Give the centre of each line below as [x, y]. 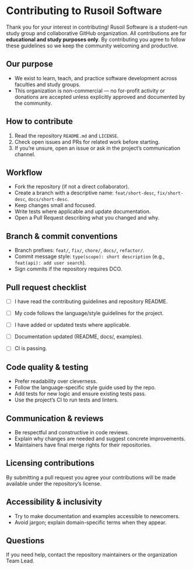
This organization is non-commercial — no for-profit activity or [90, 90]
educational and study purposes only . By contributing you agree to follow [96, 39]
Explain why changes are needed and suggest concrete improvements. [100, 438]
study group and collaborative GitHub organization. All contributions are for [96, 33]
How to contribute [40, 121]
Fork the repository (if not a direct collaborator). [72, 187]
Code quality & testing [47, 367]
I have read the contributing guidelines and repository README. [91, 301]
